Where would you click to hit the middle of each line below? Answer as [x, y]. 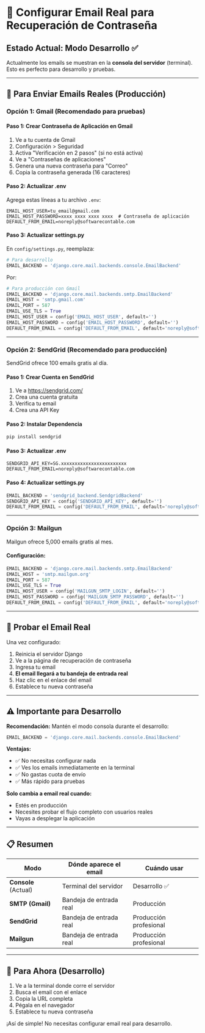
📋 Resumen [30, 844]
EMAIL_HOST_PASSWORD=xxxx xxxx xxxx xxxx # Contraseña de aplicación [98, 216]
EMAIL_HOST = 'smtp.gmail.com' [46, 300]
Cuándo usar [164, 869]
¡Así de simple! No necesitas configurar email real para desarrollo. [89, 1024]
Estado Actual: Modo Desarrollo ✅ [72, 48]
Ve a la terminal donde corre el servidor [65, 986]
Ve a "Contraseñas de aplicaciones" [60, 159]
